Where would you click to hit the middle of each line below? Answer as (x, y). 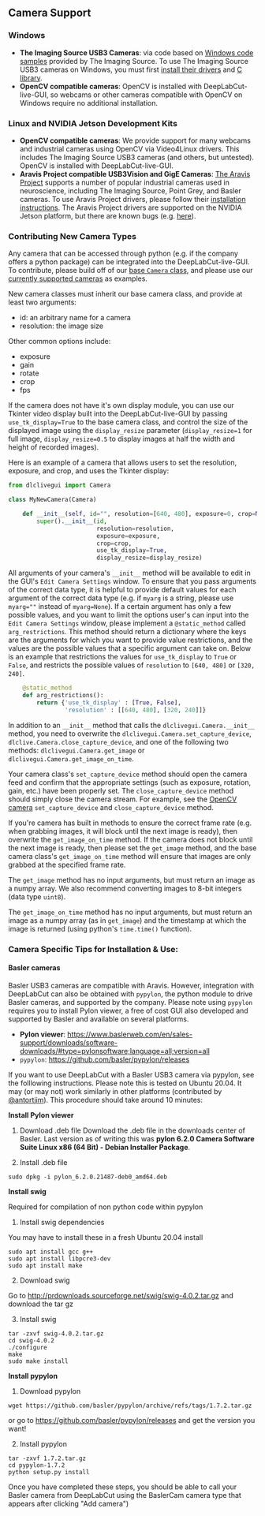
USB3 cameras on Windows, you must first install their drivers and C (131, 69)
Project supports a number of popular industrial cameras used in (125, 182)
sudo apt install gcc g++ (50, 1252)
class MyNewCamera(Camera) (52, 500)
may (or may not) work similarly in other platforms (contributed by (115, 1091)
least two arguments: (43, 302)
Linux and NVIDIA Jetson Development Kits (93, 123)
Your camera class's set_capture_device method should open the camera (128, 774)
